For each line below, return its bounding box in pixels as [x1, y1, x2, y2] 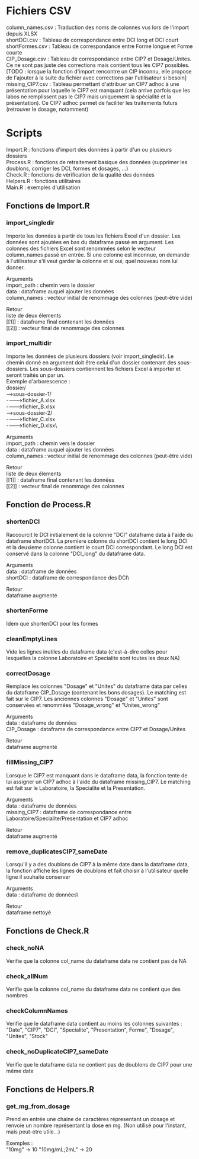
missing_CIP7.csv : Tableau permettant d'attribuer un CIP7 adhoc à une [6, 80, 179, 87]
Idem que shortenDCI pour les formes [6, 620, 98, 627]
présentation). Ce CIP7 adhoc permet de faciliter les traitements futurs [6, 99, 178, 106]
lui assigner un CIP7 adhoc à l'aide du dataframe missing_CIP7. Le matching [6, 778, 191, 785]
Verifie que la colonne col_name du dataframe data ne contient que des [6, 985, 181, 993]
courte [6, 49, 23, 56]
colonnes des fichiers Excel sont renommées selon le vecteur [6, 245, 156, 252]
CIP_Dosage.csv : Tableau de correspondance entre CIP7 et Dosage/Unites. [6, 55, 192, 62]
